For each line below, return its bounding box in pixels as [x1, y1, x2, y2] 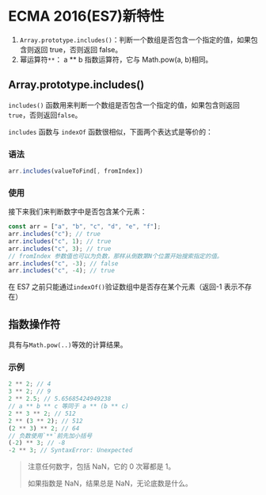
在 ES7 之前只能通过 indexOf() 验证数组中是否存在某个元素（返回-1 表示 [8, 282, 238, 291]
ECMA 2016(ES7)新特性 [8, 7, 165, 25]
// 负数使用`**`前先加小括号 [8, 432, 93, 440]
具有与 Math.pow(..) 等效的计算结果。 [8, 340, 127, 349]
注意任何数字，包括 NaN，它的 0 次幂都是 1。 [27, 462, 176, 471]
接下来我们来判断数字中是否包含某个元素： [8, 207, 147, 216]
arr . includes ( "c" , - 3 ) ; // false [8, 259, 119, 268]
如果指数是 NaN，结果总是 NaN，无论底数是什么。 [27, 478, 192, 488]
